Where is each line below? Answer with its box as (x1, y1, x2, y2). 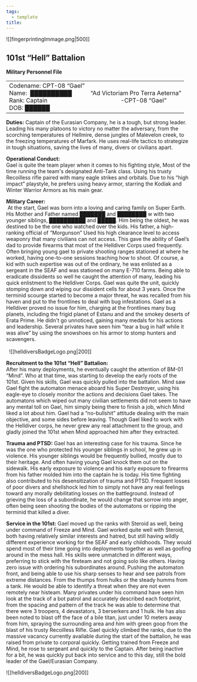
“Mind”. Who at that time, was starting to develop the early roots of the (6, 372, 178, 379)
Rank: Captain (9, 97, 48, 105)
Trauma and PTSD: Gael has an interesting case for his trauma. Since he (6, 440, 182, 447)
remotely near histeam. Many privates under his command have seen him (6, 589, 184, 596)
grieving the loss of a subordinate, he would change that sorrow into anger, (6, 496, 188, 504)
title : (6, 19, 22, 25)
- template (11, 14, 38, 20)
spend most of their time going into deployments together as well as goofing (6, 545, 191, 552)
